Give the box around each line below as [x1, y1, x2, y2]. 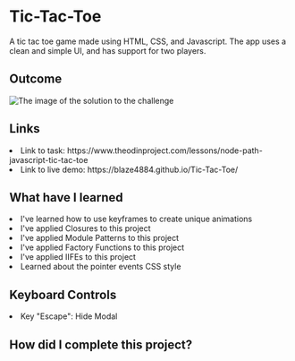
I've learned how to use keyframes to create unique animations [21, 213, 253, 225]
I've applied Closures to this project [21, 223, 151, 234]
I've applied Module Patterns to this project [21, 233, 180, 244]
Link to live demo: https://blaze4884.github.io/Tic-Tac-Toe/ [21, 164, 239, 175]
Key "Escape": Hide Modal [21, 311, 118, 322]
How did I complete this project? [9, 337, 193, 352]
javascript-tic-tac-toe [9, 154, 88, 165]
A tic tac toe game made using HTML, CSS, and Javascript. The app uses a [9, 36, 287, 47]
